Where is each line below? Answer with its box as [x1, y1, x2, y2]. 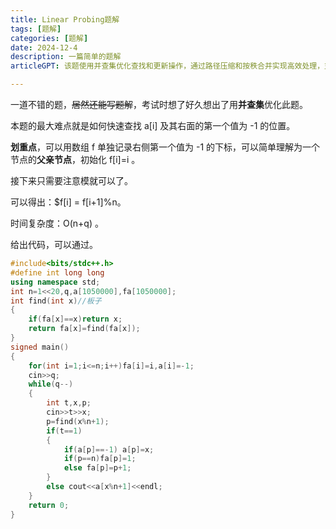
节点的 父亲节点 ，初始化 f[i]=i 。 [10, 154, 141, 165]
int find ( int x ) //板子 [10, 296, 102, 306]
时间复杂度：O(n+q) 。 [10, 217, 104, 229]
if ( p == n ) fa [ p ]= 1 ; [63, 454, 137, 464]
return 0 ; [28, 500, 70, 510]
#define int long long [10, 267, 105, 278]
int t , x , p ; [46, 398, 92, 408]
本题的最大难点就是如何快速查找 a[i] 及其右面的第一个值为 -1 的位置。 [10, 120, 296, 131]
